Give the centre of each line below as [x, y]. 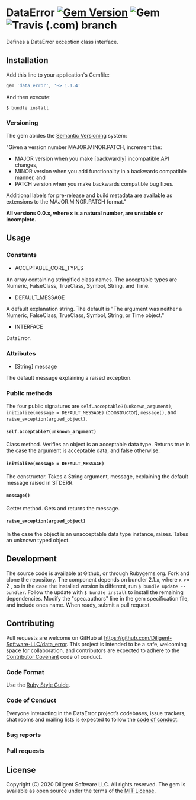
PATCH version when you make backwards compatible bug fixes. [94, 183]
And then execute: [28, 97]
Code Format [25, 672]
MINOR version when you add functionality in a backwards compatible [100, 171]
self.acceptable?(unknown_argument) [51, 431]
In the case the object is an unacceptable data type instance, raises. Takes [97, 534]
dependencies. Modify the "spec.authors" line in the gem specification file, [98, 598]
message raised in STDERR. [40, 482]
